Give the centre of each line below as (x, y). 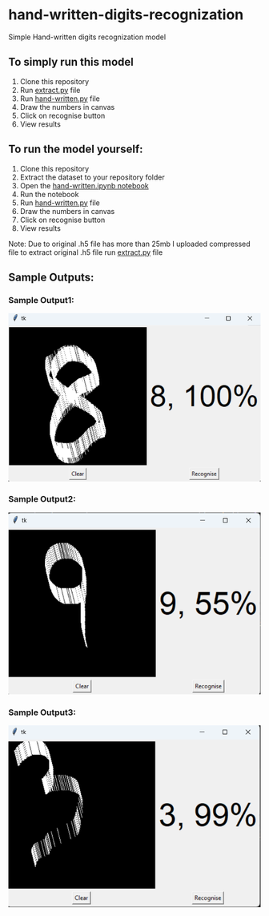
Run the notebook (49, 194)
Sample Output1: (41, 300)
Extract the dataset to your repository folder (92, 177)
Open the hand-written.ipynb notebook (84, 185)
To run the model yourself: (76, 149)
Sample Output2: (42, 499)
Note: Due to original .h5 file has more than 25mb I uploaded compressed (129, 244)
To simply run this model (71, 62)
